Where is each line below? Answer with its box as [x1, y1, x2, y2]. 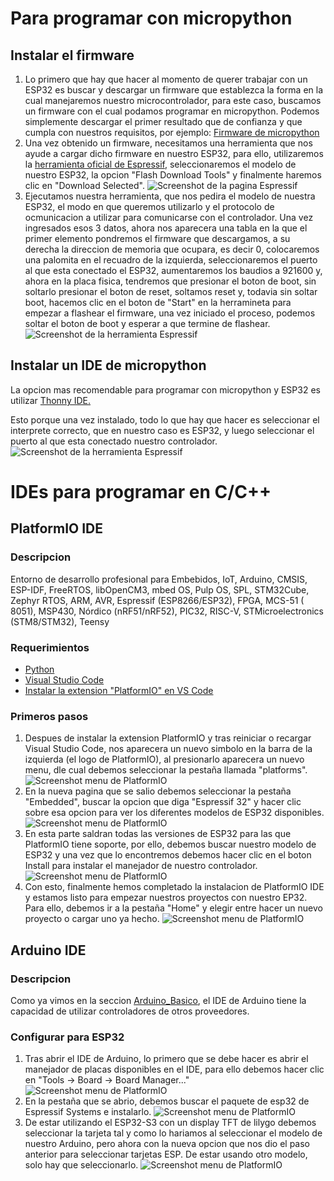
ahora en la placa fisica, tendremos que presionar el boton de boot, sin [24, 275, 317, 287]
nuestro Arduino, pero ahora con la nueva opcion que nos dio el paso [24, 1138, 311, 1150]
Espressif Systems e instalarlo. [24, 1106, 152, 1118]
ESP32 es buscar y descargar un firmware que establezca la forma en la [24, 84, 324, 96]
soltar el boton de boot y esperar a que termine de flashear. [24, 318, 271, 329]
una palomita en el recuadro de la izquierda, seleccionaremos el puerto [24, 254, 318, 266]
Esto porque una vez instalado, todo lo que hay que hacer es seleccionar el [10, 413, 320, 426]
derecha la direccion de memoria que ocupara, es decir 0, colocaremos [24, 243, 320, 255]
